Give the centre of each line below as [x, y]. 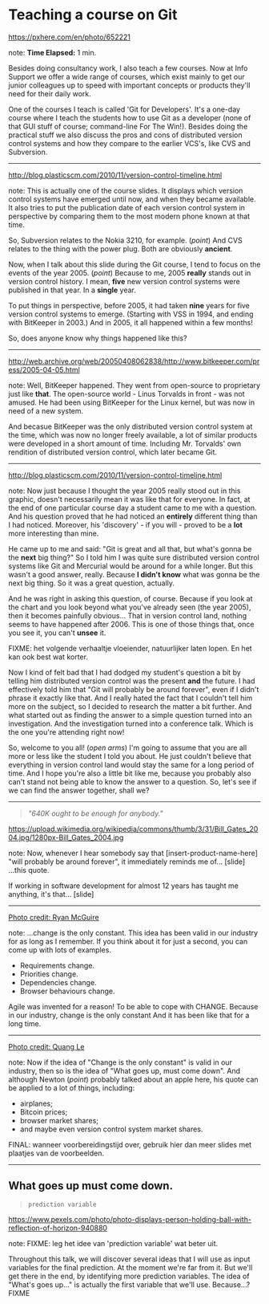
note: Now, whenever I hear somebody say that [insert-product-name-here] [133, 853]
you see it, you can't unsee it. [57, 633]
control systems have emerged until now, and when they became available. [132, 199]
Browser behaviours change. [67, 991]
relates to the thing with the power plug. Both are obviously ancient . [120, 249]
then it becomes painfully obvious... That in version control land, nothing [127, 615]
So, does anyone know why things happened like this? [98, 338]
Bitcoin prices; [44, 1112]
